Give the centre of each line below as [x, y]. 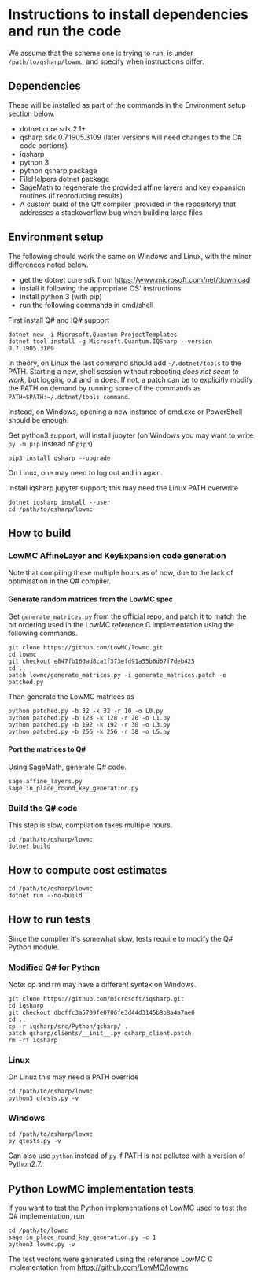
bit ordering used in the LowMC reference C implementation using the [121, 625]
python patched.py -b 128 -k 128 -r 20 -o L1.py [89, 718]
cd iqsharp [26, 1005]
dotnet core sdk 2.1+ [53, 128]
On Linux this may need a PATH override [74, 1077]
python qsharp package [58, 170]
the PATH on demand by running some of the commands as [105, 388]
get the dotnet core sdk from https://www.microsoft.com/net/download [135, 279]
